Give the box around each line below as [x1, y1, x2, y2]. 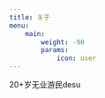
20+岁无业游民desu [9, 79, 81, 89]
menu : [9, 21, 29, 30]
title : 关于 [9, 12, 50, 22]
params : [41, 46, 69, 55]
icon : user [56, 54, 97, 63]
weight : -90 [41, 37, 86, 47]
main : [25, 29, 46, 38]
